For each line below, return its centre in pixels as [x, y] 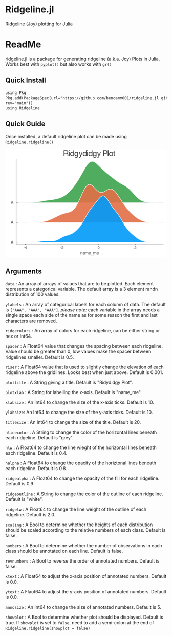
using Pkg [16, 93]
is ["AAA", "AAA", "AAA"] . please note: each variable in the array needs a [82, 310]
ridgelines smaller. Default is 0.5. [40, 357]
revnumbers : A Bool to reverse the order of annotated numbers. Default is [82, 561]
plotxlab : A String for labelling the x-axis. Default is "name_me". [74, 392]
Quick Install [26, 80]
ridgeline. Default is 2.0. [30, 515]
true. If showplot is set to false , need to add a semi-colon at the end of [80, 623]
